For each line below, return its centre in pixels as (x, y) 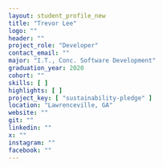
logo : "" (23, 31)
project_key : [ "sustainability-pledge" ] (80, 98)
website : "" (28, 113)
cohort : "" (26, 75)
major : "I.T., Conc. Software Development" (82, 61)
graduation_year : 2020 (46, 68)
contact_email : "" (39, 53)
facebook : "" (30, 150)
